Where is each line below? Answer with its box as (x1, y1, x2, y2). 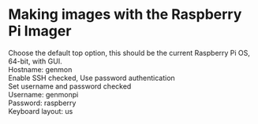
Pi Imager (8, 22, 72, 40)
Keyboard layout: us (8, 106, 73, 115)
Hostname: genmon (8, 64, 73, 74)
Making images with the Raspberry (8, 5, 242, 24)
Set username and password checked (8, 81, 132, 91)
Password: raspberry (8, 98, 77, 108)
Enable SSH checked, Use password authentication (8, 73, 175, 82)
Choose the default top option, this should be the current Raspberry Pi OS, (8, 48, 251, 57)
